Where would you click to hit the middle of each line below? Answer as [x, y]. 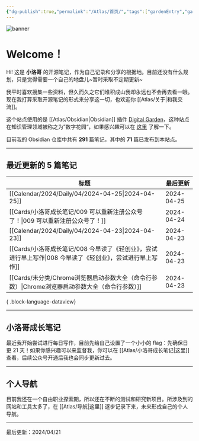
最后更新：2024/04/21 [33, 432]
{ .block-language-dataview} [41, 302]
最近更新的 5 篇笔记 [42, 165]
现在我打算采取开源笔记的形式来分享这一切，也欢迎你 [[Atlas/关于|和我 [92, 99]
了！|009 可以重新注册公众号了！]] [58, 221]
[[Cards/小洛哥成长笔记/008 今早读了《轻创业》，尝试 [84, 249]
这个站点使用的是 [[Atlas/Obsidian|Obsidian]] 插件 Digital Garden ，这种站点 [98, 119]
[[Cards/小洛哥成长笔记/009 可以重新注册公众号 [76, 212]
